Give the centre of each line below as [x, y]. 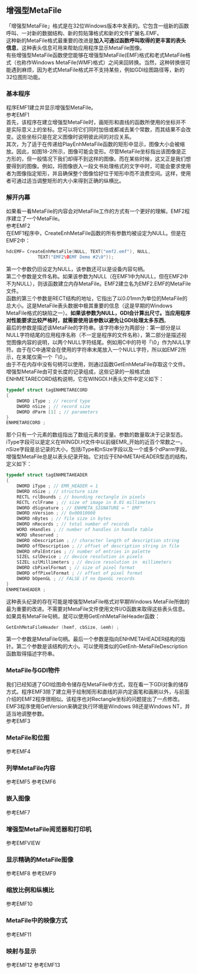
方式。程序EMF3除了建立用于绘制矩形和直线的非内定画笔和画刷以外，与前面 [98, 692]
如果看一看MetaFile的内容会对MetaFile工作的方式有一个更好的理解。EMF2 [95, 211]
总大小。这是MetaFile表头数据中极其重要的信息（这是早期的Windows [89, 306]
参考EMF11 [19, 934]
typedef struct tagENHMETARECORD [47, 390]
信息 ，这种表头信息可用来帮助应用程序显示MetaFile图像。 [76, 47]
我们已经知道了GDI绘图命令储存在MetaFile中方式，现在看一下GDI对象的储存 [97, 684]
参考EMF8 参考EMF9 [31, 873]
